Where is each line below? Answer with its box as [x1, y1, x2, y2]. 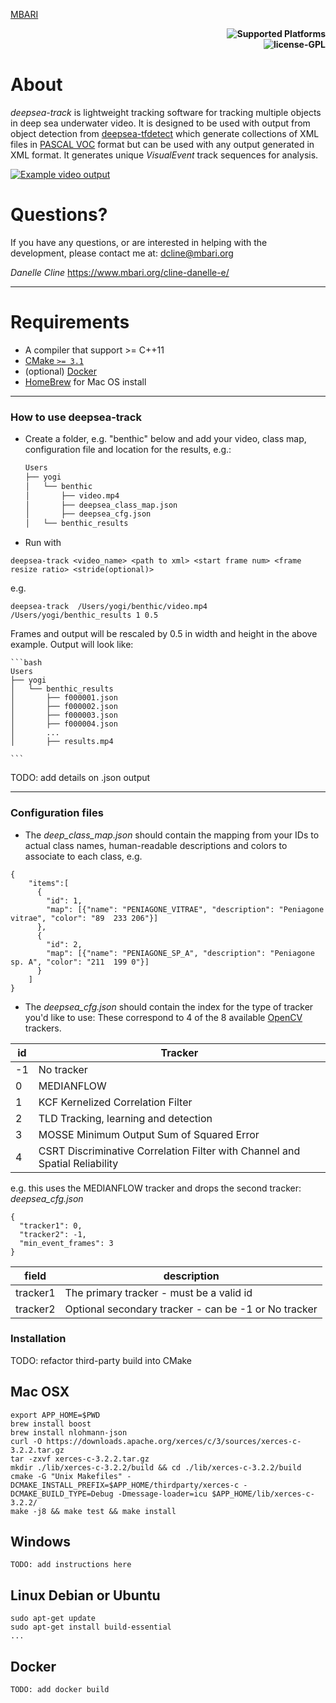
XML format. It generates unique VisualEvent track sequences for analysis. [10, 149, 319, 161]
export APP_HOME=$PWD [10, 1410, 101, 1420]
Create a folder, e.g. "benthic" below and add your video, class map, [24, 433, 307, 445]
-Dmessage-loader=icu [117, 1489, 208, 1499]
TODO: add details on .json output [10, 772, 151, 784]
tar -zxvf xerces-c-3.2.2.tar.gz [10, 1454, 150, 1464]
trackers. [24, 1022, 62, 1034]
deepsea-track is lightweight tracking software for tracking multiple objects [10, 106, 322, 118]
